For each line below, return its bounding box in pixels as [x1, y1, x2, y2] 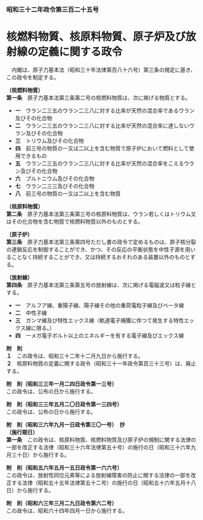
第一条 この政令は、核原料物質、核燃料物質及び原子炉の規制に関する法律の [6, 436, 196, 443]
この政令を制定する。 [6, 74, 59, 81]
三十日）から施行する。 [11, 451, 70, 458]
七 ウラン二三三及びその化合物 [14, 182, 95, 190]
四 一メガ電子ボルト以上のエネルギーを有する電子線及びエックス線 [14, 332, 184, 339]
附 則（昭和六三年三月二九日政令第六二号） [6, 499, 117, 507]
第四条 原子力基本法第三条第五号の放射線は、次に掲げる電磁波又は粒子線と [6, 281, 196, 288]
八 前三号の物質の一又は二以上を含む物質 [14, 190, 121, 197]
